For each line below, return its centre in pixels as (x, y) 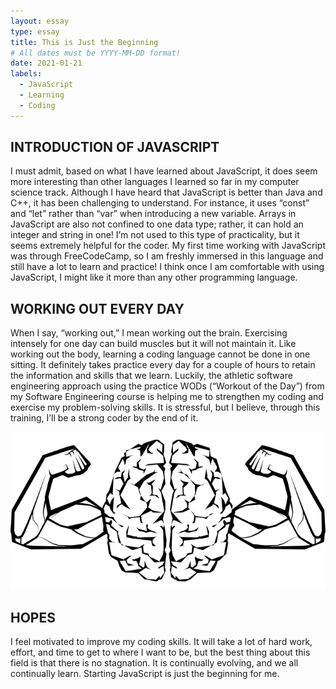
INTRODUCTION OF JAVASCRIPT (115, 147)
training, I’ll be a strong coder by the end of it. (104, 418)
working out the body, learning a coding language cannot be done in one (160, 354)
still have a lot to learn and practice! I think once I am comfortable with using (167, 267)
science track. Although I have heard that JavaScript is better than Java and (166, 192)
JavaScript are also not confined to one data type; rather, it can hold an (157, 224)
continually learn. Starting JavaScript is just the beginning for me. (145, 674)
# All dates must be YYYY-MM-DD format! (96, 53)
